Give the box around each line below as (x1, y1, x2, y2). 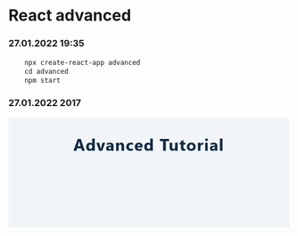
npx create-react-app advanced (24, 59, 141, 68)
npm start (24, 77, 62, 85)
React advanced (8, 5, 131, 26)
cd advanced (24, 68, 69, 77)
